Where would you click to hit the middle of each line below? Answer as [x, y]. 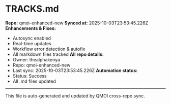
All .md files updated [34, 81]
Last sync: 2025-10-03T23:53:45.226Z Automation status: [75, 70]
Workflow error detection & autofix [49, 49]
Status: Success [30, 76]
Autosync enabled [32, 38]
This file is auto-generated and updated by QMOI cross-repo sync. [75, 96]
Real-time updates [32, 43]
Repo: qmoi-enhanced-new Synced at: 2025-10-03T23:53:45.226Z [77, 23]
